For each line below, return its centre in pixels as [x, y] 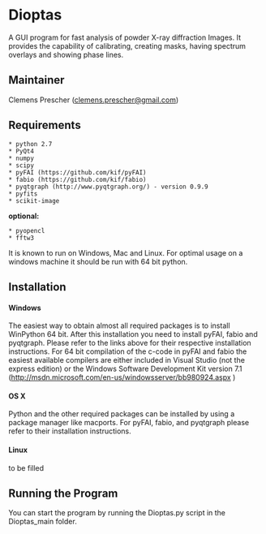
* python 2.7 [30, 144]
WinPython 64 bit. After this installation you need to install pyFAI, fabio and [133, 334]
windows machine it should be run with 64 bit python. [98, 261]
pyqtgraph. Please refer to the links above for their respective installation [130, 343]
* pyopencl [27, 230]
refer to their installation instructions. [70, 431]
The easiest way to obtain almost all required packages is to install [119, 325]
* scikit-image [34, 200]
